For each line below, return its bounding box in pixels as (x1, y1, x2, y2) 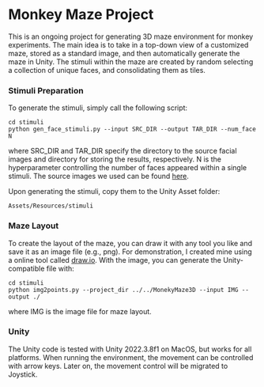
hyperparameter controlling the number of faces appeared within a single (8, 163, 247, 173)
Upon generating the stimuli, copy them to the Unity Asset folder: (8, 187, 221, 196)
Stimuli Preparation (8, 85, 85, 96)
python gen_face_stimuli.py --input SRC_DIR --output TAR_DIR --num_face (8, 125, 257, 134)
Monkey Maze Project (8, 6, 154, 24)
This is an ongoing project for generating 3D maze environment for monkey (8, 32, 254, 41)
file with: (46, 264, 75, 273)
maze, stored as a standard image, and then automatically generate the (8, 48, 240, 58)
